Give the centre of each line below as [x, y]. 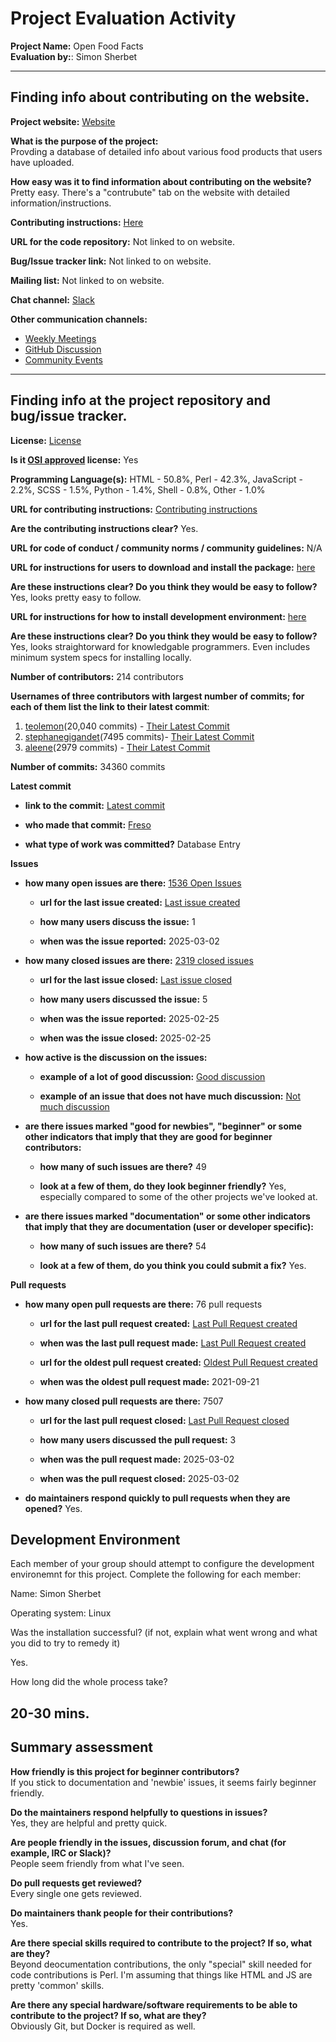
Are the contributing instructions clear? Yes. [104, 528]
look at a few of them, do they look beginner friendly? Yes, [163, 1186]
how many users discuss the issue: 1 [117, 921]
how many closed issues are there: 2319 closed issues [139, 960]
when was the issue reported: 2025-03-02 [129, 941]
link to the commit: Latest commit [95, 805]
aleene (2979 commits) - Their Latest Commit [117, 747]
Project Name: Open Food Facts [77, 46]
